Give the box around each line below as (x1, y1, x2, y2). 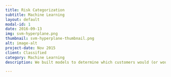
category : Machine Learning (5, 55, 65, 60)
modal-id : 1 (5, 21, 31, 27)
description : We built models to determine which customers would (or (5, 60, 158, 65)
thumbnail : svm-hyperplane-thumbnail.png (5, 36, 95, 41)
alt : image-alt (5, 41, 38, 46)
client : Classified (5, 50, 47, 55)
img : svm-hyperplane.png (5, 31, 58, 36)
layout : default (5, 17, 40, 22)
